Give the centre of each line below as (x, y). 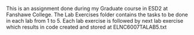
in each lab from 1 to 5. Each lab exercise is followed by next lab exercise (95, 21)
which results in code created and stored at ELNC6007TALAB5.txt (86, 27)
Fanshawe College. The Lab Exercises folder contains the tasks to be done (97, 15)
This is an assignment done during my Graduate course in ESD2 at (87, 8)
